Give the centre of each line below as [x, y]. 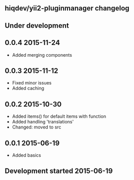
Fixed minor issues [32, 83]
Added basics [27, 155]
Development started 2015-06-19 [59, 171]
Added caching [28, 88]
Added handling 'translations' [43, 122]
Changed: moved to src [37, 127]
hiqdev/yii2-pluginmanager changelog [67, 8]
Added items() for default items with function [59, 116]
